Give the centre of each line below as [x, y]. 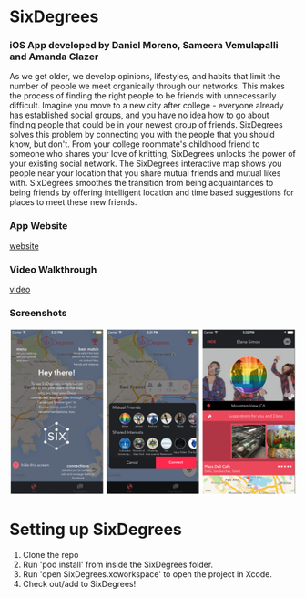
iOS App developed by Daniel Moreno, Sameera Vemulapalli [144, 46]
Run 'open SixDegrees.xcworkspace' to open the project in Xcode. [147, 574]
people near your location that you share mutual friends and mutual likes [145, 173]
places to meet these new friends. [73, 202]
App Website [39, 226]
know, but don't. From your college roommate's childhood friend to [135, 144]
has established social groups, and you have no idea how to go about [140, 115]
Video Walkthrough [53, 269]
